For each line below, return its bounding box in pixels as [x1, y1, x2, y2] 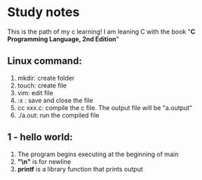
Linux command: [7, 55, 82, 67]
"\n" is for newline [17, 157, 72, 165]
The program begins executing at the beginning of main [17, 150, 179, 158]
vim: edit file [17, 88, 54, 97]
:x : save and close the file [17, 96, 93, 104]
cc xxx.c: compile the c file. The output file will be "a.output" [17, 103, 193, 112]
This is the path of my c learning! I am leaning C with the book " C [7, 27, 196, 36]
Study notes [7, 4, 80, 20]
